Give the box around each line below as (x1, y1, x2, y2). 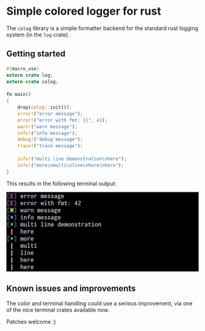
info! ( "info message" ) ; (17, 130, 78, 136)
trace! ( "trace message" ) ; (17, 143, 84, 149)
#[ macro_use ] (6, 65, 40, 71)
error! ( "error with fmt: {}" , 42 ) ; (17, 117, 108, 123)
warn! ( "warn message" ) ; (17, 123, 78, 129)
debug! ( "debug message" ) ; (17, 136, 84, 143)
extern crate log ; (6, 72, 53, 78)
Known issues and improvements (6, 283, 136, 294)
